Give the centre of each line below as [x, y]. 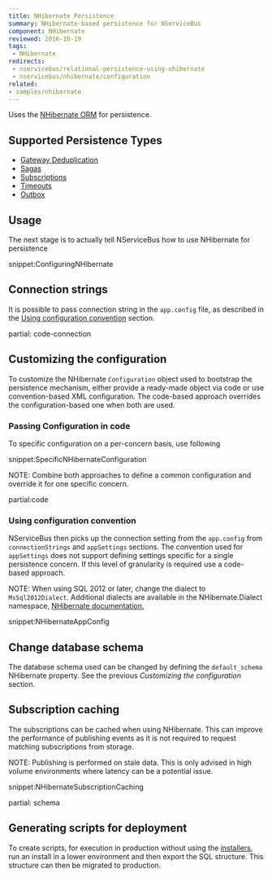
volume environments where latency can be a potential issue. [111, 771]
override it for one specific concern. [69, 483]
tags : [17, 46]
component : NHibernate [47, 31]
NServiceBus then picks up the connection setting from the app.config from [136, 539]
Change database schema [76, 647]
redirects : [27, 62]
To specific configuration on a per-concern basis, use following [114, 443]
